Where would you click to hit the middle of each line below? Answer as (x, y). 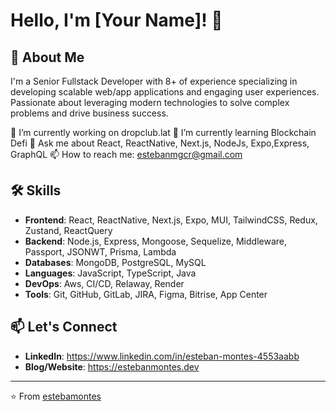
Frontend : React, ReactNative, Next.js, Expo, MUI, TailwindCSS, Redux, (171, 220)
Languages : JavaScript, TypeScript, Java (110, 273)
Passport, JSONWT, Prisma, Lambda (100, 251)
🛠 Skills (36, 190)
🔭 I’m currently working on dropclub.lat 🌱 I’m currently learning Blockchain (163, 132)
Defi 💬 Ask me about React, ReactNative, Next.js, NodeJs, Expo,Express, (160, 143)
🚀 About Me (47, 57)
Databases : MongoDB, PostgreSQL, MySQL (115, 262)
